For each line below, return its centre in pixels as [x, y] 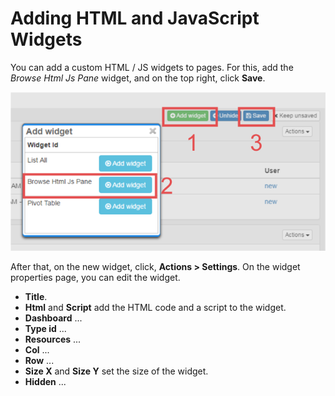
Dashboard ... [53, 318]
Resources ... [53, 339]
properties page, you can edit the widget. [95, 278]
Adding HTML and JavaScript [135, 18]
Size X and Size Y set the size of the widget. [116, 371]
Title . [36, 297]
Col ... [37, 350]
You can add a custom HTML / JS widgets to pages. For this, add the [152, 67]
